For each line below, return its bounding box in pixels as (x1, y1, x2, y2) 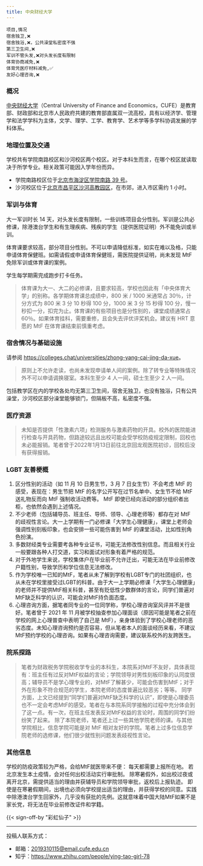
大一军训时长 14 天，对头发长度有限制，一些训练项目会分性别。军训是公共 (6, 216, 190, 223)
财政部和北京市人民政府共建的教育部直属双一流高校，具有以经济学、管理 (16, 109, 197, 116)
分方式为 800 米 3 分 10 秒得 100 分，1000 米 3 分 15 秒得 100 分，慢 (21, 299, 191, 306)
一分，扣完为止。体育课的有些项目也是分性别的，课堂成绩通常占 (31, 307, 191, 314)
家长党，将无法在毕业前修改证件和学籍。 (6, 801, 107, 808)
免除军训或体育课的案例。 (6, 259, 70, 266)
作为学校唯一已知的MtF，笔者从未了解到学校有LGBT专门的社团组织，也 (14, 571, 192, 578)
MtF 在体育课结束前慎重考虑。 (33, 322, 109, 329)
